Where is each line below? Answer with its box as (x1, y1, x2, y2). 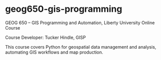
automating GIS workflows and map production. (5, 49, 104, 55)
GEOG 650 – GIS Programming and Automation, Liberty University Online (5, 20, 155, 26)
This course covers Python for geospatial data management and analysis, (5, 44, 157, 50)
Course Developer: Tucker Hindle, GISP (5, 34, 86, 40)
